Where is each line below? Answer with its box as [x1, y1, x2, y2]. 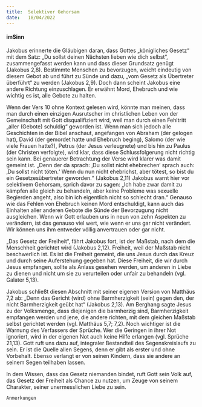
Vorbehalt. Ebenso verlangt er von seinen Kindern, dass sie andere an [6, 352, 180, 359]
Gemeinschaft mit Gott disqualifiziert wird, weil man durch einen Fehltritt [6, 116, 186, 124]
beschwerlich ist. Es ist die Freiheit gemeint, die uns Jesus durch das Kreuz [6, 250, 195, 257]
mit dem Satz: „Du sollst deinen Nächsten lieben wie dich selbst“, [6, 53, 168, 61]
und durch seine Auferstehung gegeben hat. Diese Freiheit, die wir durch [6, 257, 188, 264]
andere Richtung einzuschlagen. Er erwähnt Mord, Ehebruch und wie [6, 85, 178, 93]
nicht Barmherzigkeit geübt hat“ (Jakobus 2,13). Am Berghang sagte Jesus [6, 300, 192, 308]
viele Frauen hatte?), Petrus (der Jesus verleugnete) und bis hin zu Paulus [6, 142, 191, 149]
